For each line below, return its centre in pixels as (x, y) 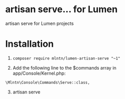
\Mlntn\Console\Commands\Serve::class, (48, 82)
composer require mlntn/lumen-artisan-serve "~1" (67, 58)
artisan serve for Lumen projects (40, 23)
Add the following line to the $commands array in (64, 68)
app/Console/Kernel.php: (39, 73)
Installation (30, 44)
